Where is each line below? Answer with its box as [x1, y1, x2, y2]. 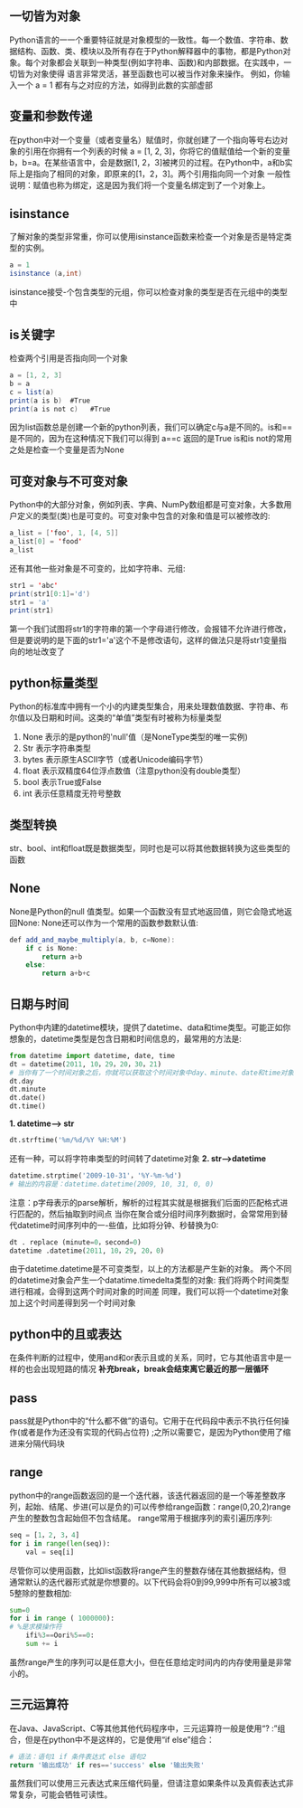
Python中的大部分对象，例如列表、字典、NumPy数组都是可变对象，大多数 [9, 499, 284, 510]
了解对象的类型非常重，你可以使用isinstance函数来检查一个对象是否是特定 [9, 232, 284, 242]
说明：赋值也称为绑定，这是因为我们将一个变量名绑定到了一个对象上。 [9, 179, 271, 190]
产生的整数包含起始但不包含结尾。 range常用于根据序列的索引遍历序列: [9, 1512, 273, 1523]
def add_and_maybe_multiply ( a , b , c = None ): [9, 935, 176, 944]
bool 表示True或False [22, 777, 102, 788]
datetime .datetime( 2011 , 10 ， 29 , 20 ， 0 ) [9, 1246, 165, 1255]
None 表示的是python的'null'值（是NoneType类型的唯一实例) [22, 732, 248, 743]
